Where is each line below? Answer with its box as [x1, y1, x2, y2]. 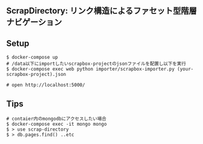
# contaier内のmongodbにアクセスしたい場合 [6, 116, 107, 122]
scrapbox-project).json [6, 72, 67, 78]
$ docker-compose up [6, 54, 59, 61]
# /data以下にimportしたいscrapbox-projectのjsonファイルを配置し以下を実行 [6, 61, 187, 67]
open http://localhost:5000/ [12, 82, 85, 88]
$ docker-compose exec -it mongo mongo [6, 121, 107, 128]
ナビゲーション [6, 17, 62, 27]
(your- [177, 66, 194, 72]
